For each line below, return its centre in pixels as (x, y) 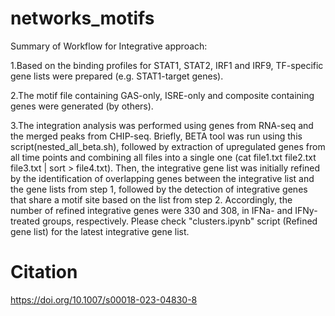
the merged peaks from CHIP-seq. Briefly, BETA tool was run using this (156, 136)
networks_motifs (82, 18)
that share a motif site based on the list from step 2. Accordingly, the (151, 199)
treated (25, 221)
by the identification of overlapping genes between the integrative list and (162, 178)
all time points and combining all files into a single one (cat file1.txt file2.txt (163, 157)
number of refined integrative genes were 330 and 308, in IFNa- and (151, 210)
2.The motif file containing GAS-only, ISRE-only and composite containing (162, 95)
